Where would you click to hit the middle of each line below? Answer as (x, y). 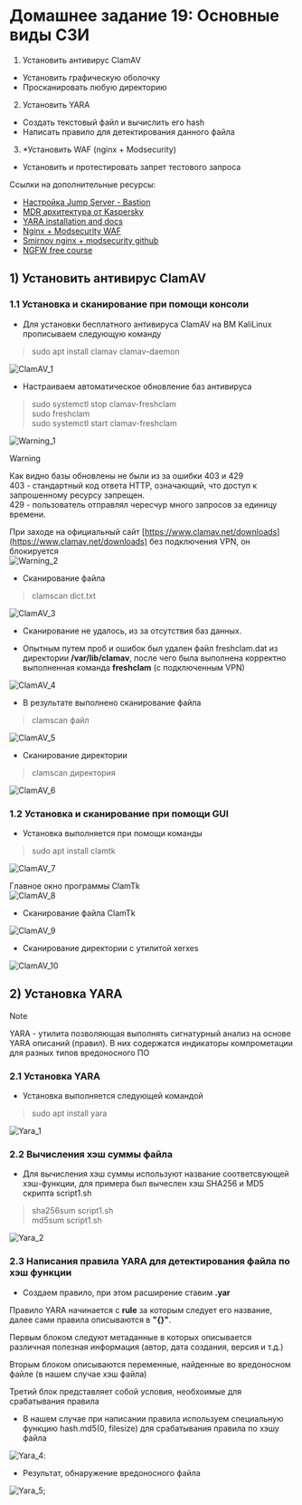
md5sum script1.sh (66, 1220)
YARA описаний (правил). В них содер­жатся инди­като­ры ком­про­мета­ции (151, 1043)
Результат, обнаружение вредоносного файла (111, 1472)
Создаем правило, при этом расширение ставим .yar (126, 1292)
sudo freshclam (61, 414)
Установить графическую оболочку (91, 77)
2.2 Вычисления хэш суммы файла (91, 1154)
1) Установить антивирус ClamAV (108, 278)
